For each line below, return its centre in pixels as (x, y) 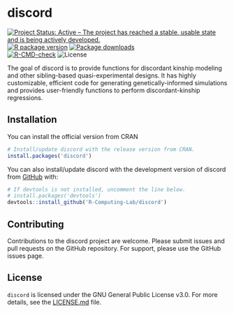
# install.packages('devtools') (54, 196)
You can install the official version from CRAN (73, 136)
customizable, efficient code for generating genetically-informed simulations (117, 82)
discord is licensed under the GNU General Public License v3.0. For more (112, 294)
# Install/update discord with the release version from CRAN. (101, 149)
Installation (32, 120)
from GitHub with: (33, 177)
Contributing (36, 224)
